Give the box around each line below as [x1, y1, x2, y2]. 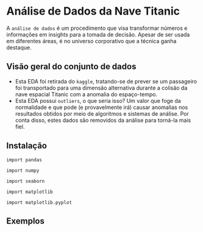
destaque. [6, 44, 32, 51]
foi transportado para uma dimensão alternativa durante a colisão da [15, 84, 188, 91]
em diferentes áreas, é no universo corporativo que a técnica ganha [6, 37, 177, 44]
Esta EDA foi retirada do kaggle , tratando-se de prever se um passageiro [15, 77, 197, 85]
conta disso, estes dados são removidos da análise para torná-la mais [15, 116, 191, 124]
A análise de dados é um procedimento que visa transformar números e [6, 24, 188, 32]
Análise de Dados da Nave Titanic [6, 4, 180, 18]
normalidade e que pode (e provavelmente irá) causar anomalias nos [15, 104, 188, 111]
